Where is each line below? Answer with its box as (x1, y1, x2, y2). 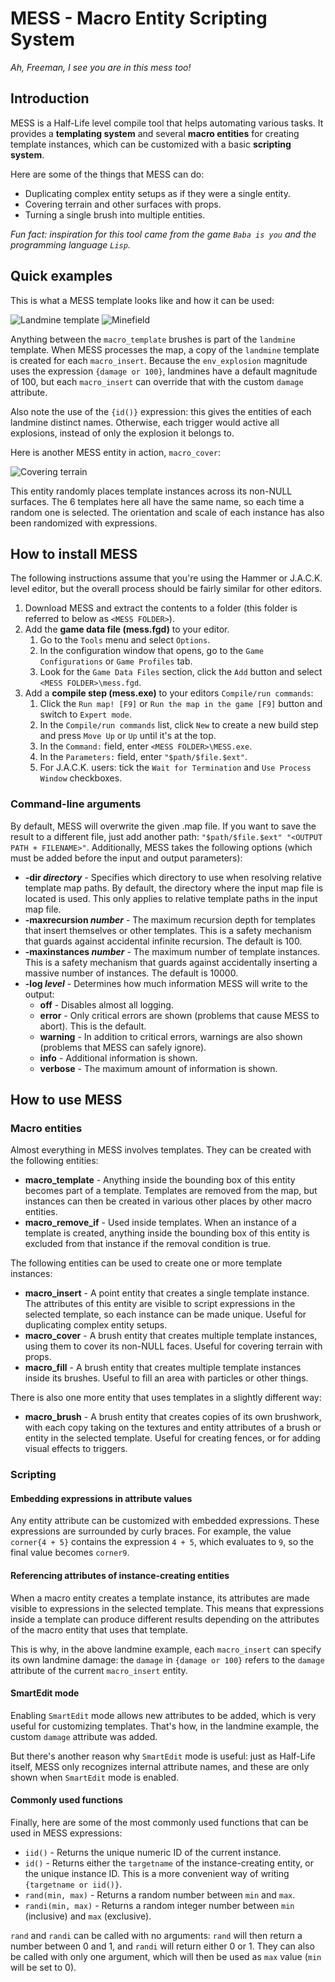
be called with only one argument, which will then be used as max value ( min (10, 1951, 322, 1963)
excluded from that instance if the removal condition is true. (24, 1238, 272, 1250)
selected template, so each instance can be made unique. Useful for (24, 1308, 307, 1321)
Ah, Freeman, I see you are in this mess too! (10, 61, 192, 73)
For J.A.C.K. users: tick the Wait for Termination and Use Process (39, 762, 312, 774)
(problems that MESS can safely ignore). (39, 1041, 207, 1053)
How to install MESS (10, 545, 138, 562)
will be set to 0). (10, 1962, 77, 1974)
